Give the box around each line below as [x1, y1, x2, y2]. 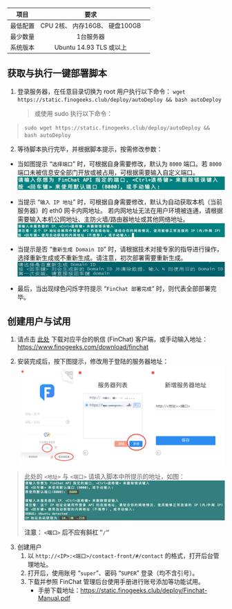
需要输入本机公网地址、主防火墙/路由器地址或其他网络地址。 [17, 215, 189, 224]
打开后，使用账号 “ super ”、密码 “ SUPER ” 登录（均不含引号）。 [27, 569, 199, 577]
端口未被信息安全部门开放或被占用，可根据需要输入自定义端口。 [17, 168, 199, 177]
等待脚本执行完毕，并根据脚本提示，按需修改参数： [17, 145, 163, 153]
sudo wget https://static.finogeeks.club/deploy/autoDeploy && [23, 124, 211, 132]
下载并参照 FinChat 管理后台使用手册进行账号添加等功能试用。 [27, 578, 205, 586]
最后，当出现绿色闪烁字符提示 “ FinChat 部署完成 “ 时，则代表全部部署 [17, 285, 211, 293]
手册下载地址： [37, 586, 81, 594]
